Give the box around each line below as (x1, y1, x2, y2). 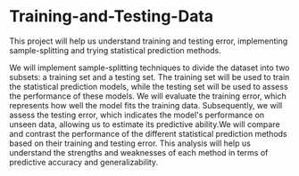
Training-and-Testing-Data (9, 6, 214, 27)
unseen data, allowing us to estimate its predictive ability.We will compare (9, 118, 280, 130)
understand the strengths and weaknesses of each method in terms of (9, 147, 269, 157)
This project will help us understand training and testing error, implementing (9, 36, 288, 46)
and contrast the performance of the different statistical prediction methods (9, 128, 287, 139)
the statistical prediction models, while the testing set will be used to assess (9, 81, 288, 92)
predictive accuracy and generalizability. (9, 156, 159, 167)
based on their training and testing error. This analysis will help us (9, 138, 252, 148)
